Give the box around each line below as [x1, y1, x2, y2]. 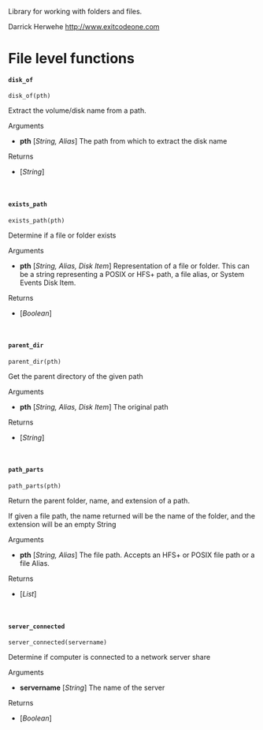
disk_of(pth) [8, 92, 51, 100]
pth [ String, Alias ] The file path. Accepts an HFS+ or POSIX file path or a [19, 550, 255, 560]
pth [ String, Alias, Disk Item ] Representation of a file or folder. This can [19, 260, 250, 271]
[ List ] [19, 590, 37, 598]
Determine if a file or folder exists [8, 230, 117, 240]
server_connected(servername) [8, 638, 108, 646]
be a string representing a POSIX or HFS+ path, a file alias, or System [19, 269, 245, 279]
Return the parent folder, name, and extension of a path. [8, 496, 191, 505]
